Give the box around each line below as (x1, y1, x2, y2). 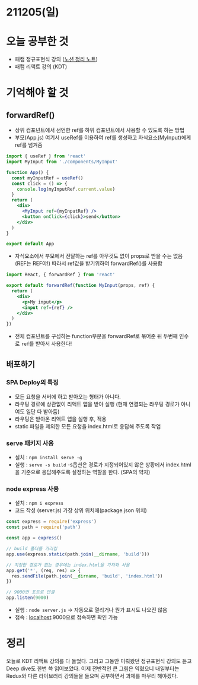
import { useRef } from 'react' (6, 153, 86, 159)
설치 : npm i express (14, 500, 64, 507)
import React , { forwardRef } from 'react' (6, 272, 116, 278)
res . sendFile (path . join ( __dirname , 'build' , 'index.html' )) (11, 573, 163, 579)
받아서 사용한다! (35, 340, 72, 348)
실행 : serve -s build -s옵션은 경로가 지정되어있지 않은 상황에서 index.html (14, 461, 191, 468)
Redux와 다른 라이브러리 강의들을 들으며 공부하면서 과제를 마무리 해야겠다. (6, 672, 178, 679)
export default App (6, 241, 55, 247)
